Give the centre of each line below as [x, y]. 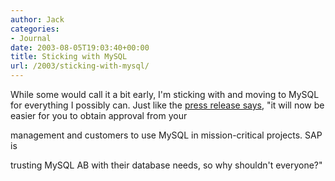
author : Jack [37, 19]
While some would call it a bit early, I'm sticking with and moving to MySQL [165, 94]
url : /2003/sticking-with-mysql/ [80, 66]
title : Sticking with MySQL [69, 57]
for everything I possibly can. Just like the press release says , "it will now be [167, 105]
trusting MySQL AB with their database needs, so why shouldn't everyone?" [166, 165]
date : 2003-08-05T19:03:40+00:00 [80, 47]
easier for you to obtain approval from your [99, 115]
